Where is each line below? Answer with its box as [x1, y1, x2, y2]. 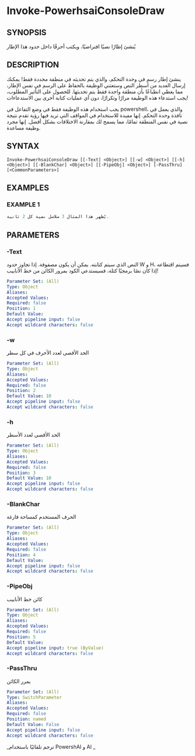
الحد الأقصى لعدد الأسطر [6, 431, 61, 438]
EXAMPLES [6, 183, 49, 193]
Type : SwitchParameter [6, 694, 62, 700]
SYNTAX [6, 141, 40, 151]
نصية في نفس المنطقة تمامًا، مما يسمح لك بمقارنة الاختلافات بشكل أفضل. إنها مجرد [6, 118, 188, 125]
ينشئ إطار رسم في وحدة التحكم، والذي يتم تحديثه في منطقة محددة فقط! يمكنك [6, 75, 181, 83]
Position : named [6, 716, 46, 722]
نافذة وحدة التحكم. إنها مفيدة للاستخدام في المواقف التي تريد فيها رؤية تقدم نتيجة [6, 111, 183, 118]
